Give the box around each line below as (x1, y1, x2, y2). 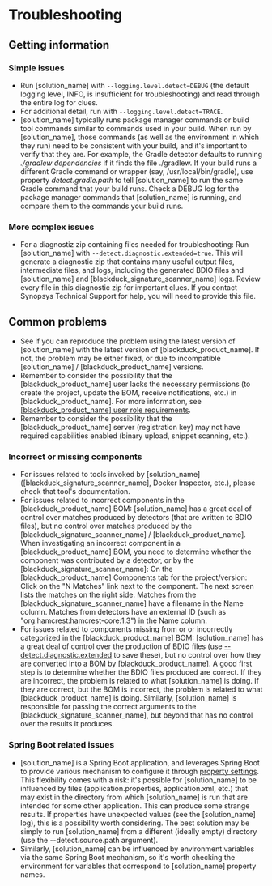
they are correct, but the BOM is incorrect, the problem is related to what (19, 684, 263, 694)
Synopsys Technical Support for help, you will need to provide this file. (19, 292, 257, 301)
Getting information (8, 38, 110, 52)
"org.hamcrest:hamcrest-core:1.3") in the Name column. (19, 616, 208, 625)
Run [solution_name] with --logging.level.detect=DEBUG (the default (19, 80, 249, 90)
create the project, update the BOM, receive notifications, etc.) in (19, 387, 237, 398)
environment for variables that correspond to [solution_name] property (19, 861, 257, 871)
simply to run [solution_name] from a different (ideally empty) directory (19, 826, 257, 836)
